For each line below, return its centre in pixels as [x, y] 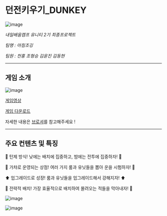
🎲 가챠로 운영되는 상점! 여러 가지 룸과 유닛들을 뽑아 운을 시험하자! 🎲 [70, 167]
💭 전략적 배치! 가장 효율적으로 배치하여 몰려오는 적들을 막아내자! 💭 [69, 188]
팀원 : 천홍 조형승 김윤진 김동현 [35, 56]
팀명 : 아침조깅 [19, 45]
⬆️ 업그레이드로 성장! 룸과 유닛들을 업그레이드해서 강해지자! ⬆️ [65, 178]
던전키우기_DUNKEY [46, 10]
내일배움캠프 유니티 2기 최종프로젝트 [41, 34]
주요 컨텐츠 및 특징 [32, 143]
